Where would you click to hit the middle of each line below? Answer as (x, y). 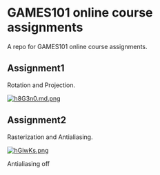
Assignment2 (37, 120)
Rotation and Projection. (41, 85)
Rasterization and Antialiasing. (50, 137)
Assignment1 (36, 68)
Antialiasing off (29, 163)
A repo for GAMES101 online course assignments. (77, 46)
